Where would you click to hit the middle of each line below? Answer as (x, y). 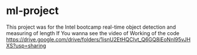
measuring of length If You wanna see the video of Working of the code (93, 33)
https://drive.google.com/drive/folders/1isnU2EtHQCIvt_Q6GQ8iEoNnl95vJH (98, 39)
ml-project (32, 11)
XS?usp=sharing (26, 46)
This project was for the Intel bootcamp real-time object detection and (91, 27)
